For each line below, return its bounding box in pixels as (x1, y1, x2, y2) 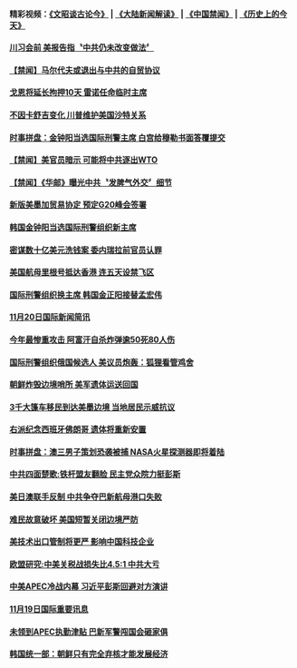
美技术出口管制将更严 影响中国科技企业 (9, 536, 155, 547)
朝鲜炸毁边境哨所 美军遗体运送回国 (9, 379, 139, 390)
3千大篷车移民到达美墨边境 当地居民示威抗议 (9, 401, 176, 412)
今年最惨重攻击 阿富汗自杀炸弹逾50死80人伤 (9, 334, 176, 345)
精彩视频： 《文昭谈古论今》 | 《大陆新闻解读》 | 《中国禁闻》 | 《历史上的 (9, 8, 280, 19)
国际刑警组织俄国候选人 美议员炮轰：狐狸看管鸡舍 (9, 357, 195, 368)
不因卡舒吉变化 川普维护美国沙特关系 (9, 109, 147, 120)
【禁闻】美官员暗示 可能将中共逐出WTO (9, 154, 158, 165)
